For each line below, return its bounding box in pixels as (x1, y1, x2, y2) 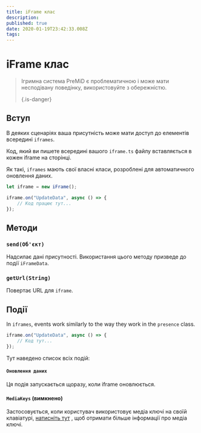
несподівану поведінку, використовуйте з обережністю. (21, 84, 167, 91)
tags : (6, 31, 20, 38)
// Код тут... (17, 338, 53, 344)
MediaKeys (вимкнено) (6, 394, 63, 402)
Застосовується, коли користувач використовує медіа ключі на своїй (6, 408, 187, 415)
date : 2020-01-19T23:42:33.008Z (6, 25, 88, 32)
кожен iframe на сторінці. (6, 154, 71, 161)
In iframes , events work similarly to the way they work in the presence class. (6, 320, 196, 328)
